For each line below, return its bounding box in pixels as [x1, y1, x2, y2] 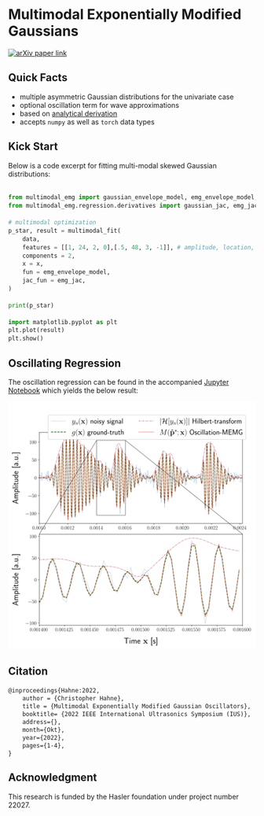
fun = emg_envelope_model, [22, 268, 111, 276]
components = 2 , [22, 252, 76, 260]
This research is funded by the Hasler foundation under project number [8, 792, 240, 801]
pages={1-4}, [22, 741, 65, 749]
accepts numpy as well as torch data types [19, 116, 155, 127]
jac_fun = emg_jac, [22, 277, 86, 285]
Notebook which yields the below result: [8, 386, 139, 395]
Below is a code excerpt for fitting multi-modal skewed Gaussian [8, 161, 218, 170]
